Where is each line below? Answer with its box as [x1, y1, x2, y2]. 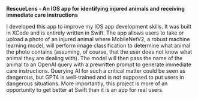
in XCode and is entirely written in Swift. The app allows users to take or [6, 29, 184, 36]
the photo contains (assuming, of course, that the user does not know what [6, 48, 193, 55]
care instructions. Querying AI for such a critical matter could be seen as [6, 67, 186, 74]
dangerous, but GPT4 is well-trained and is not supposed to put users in [6, 74, 184, 81]
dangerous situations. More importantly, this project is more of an [6, 80, 168, 87]
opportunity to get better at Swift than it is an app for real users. [6, 86, 164, 93]
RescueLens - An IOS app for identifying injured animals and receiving [6, 5, 185, 12]
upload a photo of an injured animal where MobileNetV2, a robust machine [6, 36, 190, 42]
